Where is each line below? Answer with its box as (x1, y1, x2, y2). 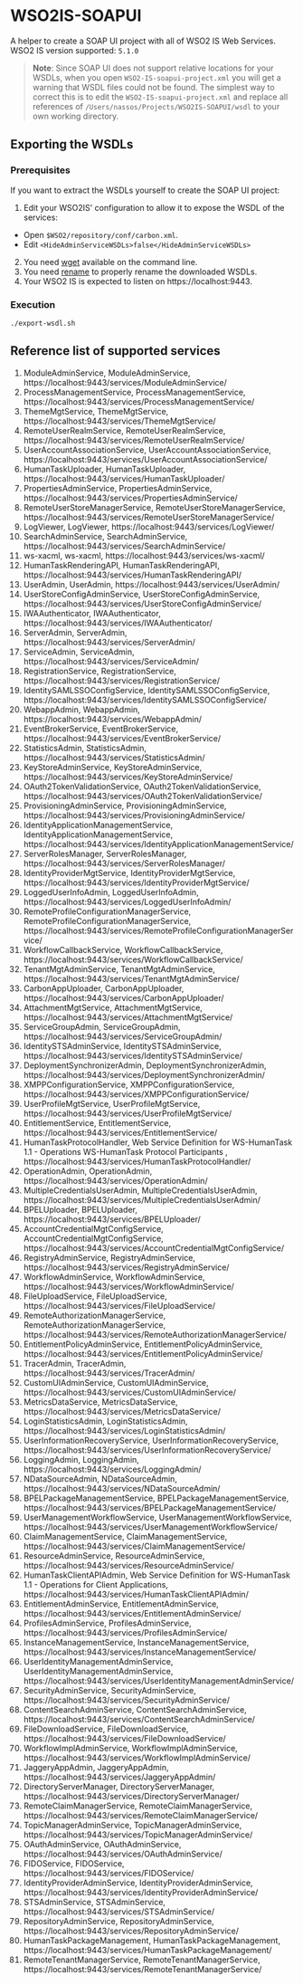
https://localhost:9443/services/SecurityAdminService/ (23, 1694, 230, 1705)
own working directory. (32, 110, 119, 121)
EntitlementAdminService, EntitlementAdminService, (23, 1598, 220, 1609)
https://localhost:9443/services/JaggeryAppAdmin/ (23, 1771, 216, 1782)
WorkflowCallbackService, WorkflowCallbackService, (23, 944, 223, 955)
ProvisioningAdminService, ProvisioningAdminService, (23, 800, 227, 811)
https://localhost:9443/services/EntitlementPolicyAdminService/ (23, 1348, 263, 1359)
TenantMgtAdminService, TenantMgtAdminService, (23, 963, 216, 974)
